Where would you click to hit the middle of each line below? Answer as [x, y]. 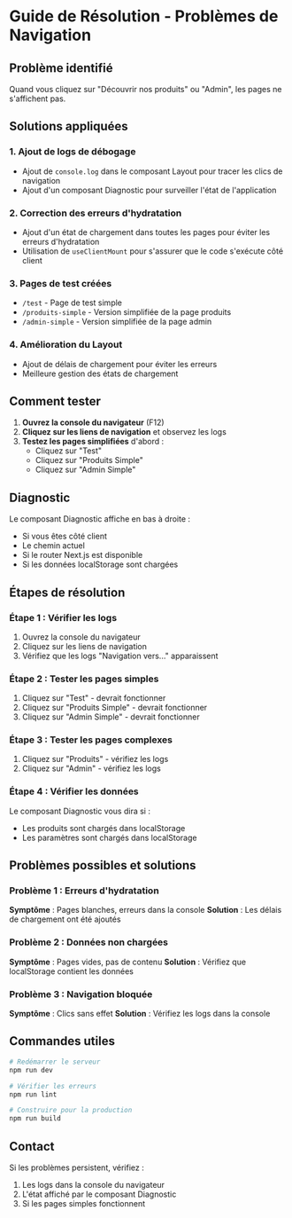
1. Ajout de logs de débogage [73, 152]
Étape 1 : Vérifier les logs [63, 617]
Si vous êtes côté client [65, 536]
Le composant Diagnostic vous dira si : [80, 811]
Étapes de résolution [67, 592]
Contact [32, 1146]
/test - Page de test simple [72, 303]
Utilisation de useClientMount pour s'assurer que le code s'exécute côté [153, 251]
